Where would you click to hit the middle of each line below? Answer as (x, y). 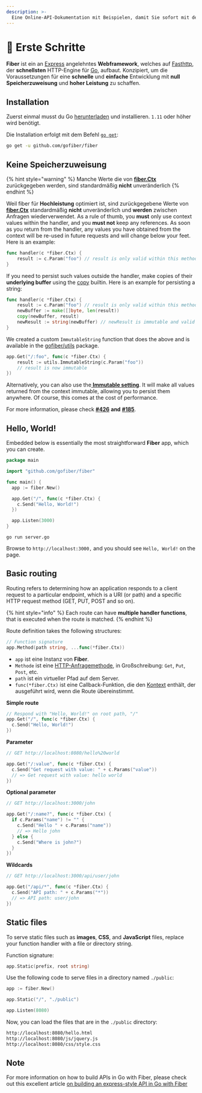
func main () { (24, 482)
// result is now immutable (52, 368)
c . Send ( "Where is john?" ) (50, 842)
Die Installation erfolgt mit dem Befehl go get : (63, 135)
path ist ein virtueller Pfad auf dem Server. (67, 678)
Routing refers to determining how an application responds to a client (92, 588)
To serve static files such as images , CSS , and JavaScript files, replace (95, 937)
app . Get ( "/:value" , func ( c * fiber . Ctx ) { (59, 764)
